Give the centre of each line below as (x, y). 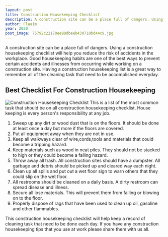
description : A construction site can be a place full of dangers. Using (84, 19)
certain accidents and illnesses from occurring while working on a (73, 64)
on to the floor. (28, 198)
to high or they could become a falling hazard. (60, 155)
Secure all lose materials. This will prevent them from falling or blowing (86, 193)
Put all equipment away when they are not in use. (63, 134)
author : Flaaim (21, 24)
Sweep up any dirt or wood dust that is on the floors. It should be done (86, 123)
